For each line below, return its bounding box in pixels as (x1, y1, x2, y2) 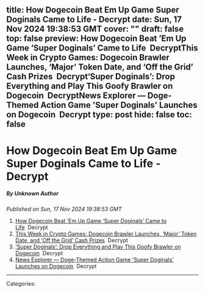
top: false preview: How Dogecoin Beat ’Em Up (6, 34, 187, 44)
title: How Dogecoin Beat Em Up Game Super (6, 5, 179, 15)
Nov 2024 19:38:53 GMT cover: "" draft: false (6, 24, 184, 34)
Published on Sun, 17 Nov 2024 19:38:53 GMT (6, 205, 122, 213)
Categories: (6, 280, 36, 287)
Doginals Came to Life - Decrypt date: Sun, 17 (6, 15, 182, 25)
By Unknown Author (6, 190, 59, 197)
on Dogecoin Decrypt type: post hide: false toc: (6, 110, 192, 120)
